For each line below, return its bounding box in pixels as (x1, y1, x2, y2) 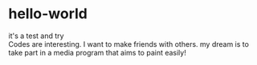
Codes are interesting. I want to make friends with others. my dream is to (8, 39, 249, 48)
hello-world (8, 5, 88, 23)
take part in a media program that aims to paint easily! (8, 48, 186, 57)
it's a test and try (8, 31, 64, 40)
